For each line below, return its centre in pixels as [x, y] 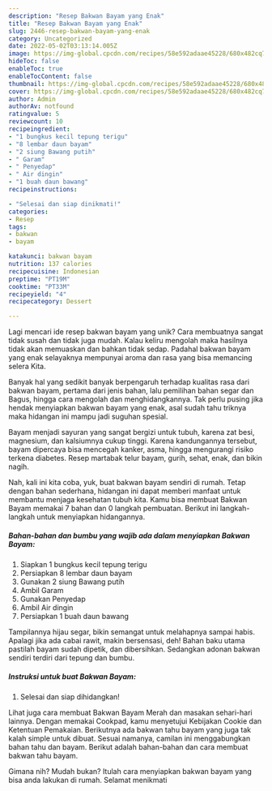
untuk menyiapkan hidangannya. [91, 517]
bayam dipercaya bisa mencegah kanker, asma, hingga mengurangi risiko [131, 449]
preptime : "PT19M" [39, 279]
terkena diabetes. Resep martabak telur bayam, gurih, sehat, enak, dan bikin [136, 458]
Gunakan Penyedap [53, 599]
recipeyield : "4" [38, 294]
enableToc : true [36, 69]
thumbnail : [27, 84]
